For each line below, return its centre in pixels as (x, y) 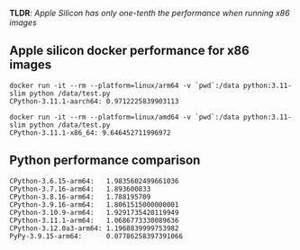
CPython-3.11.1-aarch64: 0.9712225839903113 (94, 101)
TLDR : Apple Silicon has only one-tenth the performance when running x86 (150, 13)
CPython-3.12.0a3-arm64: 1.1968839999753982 (94, 228)
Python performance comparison (105, 161)
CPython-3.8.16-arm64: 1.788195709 (80, 197)
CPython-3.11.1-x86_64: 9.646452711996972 (90, 133)
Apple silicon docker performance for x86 (129, 51)
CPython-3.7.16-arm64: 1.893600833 (80, 189)
